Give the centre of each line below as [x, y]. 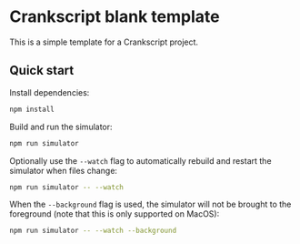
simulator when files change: [64, 170]
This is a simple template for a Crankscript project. [104, 42]
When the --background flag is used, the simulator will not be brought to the [150, 204]
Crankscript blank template [115, 17]
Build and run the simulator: [61, 127]
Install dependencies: [50, 92]
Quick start [42, 71]
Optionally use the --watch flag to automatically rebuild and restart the [140, 160]
